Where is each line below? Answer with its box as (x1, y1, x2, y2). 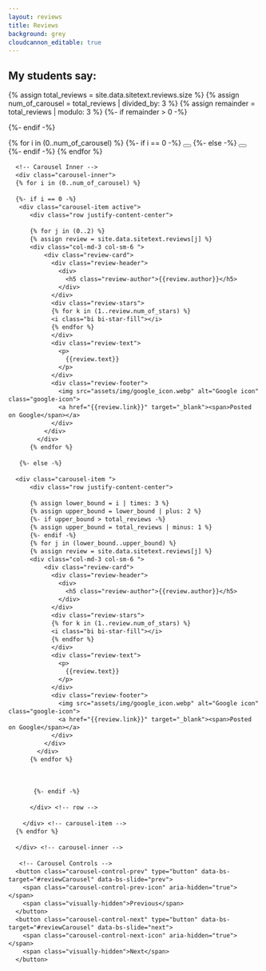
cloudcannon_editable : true (8, 38, 102, 46)
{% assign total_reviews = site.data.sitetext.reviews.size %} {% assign (8, 90, 240, 100)
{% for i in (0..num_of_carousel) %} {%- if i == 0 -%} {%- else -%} (8, 138, 237, 148)
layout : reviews (8, 13, 62, 21)
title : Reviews (8, 21, 59, 30)
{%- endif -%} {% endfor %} (8, 146, 103, 156)
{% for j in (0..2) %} (29, 227, 105, 235)
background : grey (8, 30, 66, 38)
